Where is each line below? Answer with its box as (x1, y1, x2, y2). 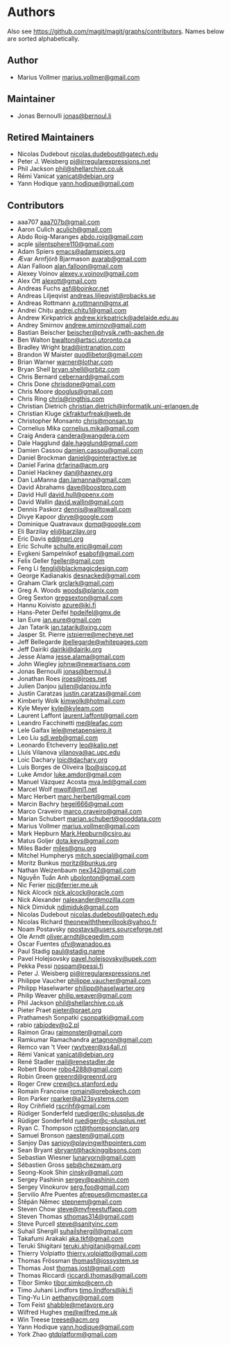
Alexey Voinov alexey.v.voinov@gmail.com (17, 270, 139, 278)
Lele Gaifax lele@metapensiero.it (17, 726, 112, 735)
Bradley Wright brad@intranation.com (17, 343, 126, 352)
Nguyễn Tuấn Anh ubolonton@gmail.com (17, 874, 135, 882)
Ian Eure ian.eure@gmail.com (17, 616, 102, 624)
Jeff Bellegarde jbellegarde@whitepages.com (17, 638, 148, 646)
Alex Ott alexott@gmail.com (17, 277, 97, 285)
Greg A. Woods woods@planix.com (17, 587, 119, 595)
